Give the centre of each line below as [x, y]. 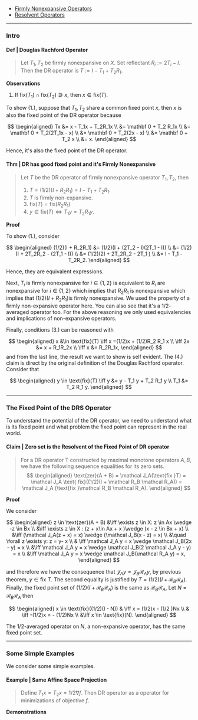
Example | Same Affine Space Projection [57, 680]
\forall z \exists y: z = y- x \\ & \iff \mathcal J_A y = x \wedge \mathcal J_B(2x [99, 541]
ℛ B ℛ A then [20, 596]
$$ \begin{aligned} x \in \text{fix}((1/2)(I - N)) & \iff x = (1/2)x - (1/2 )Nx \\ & [99, 608]
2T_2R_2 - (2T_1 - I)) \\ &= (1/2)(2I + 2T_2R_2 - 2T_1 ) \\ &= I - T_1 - [104, 254]
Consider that [23, 369]
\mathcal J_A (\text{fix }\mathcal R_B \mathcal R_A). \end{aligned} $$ [106, 488]
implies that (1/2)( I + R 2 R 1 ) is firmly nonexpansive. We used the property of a [98, 299]
